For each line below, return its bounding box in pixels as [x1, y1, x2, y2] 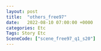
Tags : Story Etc [6, 30, 46, 36]
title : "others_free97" [6, 14, 67, 20]
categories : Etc [6, 25, 46, 31]
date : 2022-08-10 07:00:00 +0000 [6, 19, 93, 25]
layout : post [6, 8, 38, 15]
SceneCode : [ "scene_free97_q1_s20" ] [6, 36, 96, 42]
